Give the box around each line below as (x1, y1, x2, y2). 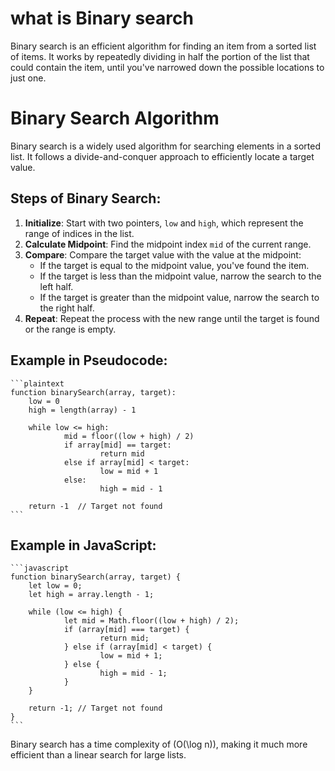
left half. (39, 280, 74, 292)
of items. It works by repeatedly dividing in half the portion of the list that (10, 50, 310, 62)
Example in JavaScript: (10, 537, 157, 554)
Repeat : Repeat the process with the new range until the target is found (24, 312, 320, 324)
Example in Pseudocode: (10, 352, 168, 369)
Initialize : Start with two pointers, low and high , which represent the (24, 217, 304, 229)
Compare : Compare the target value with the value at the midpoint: (24, 248, 302, 261)
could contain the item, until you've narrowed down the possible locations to (10, 61, 325, 73)
